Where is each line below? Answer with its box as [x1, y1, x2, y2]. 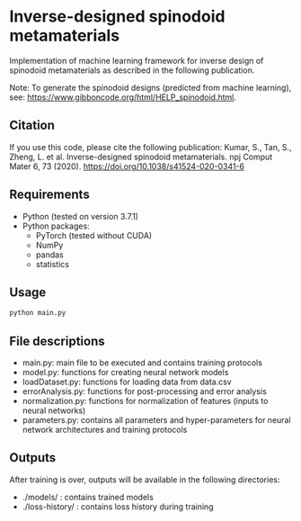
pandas [35, 249, 65, 260]
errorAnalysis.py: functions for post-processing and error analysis [22, 386, 267, 397]
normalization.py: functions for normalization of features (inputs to [22, 396, 269, 407]
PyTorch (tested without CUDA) [35, 229, 153, 240]
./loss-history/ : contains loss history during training [22, 501, 214, 512]
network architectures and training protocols [22, 425, 188, 436]
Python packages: [22, 220, 90, 231]
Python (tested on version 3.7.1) [22, 211, 139, 221]
